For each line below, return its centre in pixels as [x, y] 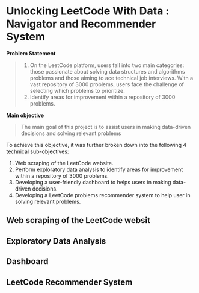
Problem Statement [31, 53]
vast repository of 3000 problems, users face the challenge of [107, 84]
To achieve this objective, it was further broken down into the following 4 [96, 145]
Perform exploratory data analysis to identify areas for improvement [99, 169]
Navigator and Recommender [81, 24]
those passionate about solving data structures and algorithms [107, 71]
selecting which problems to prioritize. [77, 90]
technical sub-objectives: [38, 151]
